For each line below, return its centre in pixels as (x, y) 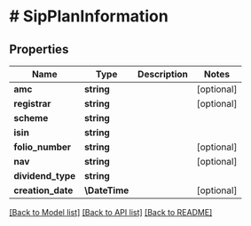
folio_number (43, 147)
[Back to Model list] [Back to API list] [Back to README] (111, 212)
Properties (39, 49)
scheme (31, 118)
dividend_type (45, 176)
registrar (32, 104)
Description (163, 74)
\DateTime (106, 190)
